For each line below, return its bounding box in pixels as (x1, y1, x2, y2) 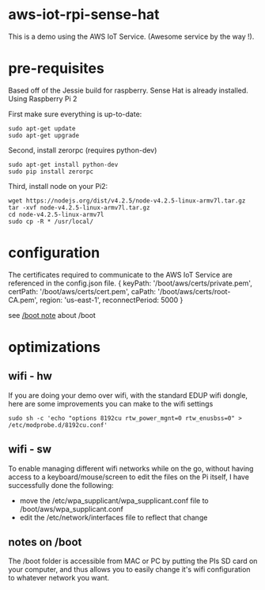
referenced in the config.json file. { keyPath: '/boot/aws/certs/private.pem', (8, 278, 253, 288)
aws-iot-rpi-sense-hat (8, 6, 160, 24)
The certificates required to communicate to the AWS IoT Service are (8, 270, 233, 279)
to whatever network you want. (8, 573, 110, 583)
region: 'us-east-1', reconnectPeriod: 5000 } (39, 295, 184, 304)
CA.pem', (8, 295, 38, 304)
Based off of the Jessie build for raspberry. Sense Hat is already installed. (8, 85, 249, 95)
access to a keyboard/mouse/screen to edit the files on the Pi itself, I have (8, 472, 249, 482)
